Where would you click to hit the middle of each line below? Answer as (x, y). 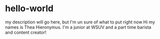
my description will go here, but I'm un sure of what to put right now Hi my (80, 22)
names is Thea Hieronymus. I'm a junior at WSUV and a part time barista (78, 27)
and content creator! (26, 32)
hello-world (29, 9)
